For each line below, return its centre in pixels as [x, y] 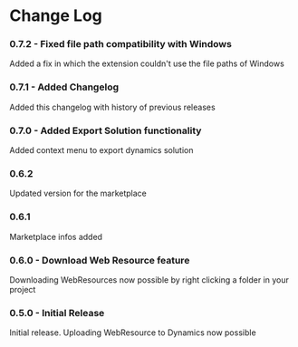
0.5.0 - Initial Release [57, 313]
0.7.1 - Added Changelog [64, 87]
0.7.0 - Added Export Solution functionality [106, 130]
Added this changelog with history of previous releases [112, 107]
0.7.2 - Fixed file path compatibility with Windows [121, 44]
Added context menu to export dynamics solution [101, 150]
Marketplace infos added [56, 236]
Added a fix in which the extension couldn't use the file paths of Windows [147, 63]
